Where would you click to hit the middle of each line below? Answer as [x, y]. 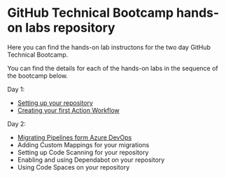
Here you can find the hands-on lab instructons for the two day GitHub [109, 47]
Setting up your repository [55, 102]
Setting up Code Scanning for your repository [83, 152]
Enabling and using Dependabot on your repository [91, 160]
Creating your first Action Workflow [69, 110]
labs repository [70, 28]
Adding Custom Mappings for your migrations [83, 144]
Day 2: [17, 123]
